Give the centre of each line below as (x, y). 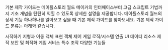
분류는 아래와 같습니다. (33, 26)
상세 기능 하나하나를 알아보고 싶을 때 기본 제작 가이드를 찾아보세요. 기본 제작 (80, 20)
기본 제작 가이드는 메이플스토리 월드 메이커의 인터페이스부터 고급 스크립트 (77, 7)
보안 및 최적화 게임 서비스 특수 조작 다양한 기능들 (58, 43)
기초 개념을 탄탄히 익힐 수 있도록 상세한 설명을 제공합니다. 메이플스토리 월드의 (86, 13)
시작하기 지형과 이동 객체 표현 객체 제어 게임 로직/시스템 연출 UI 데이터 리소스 (80, 36)
